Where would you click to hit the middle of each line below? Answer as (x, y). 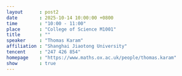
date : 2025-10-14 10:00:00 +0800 (60, 18)
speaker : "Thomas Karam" (45, 40)
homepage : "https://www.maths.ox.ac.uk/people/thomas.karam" (91, 58)
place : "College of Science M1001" (61, 29)
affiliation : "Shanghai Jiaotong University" (67, 47)
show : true (31, 63)
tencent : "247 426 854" (44, 52)
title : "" (28, 35)
